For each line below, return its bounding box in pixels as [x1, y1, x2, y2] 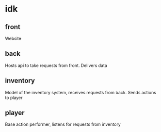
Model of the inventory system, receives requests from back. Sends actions [5, 89, 157, 95]
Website [5, 35, 22, 41]
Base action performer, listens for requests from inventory [5, 121, 121, 127]
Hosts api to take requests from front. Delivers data [5, 62, 108, 68]
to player [5, 95, 23, 100]
